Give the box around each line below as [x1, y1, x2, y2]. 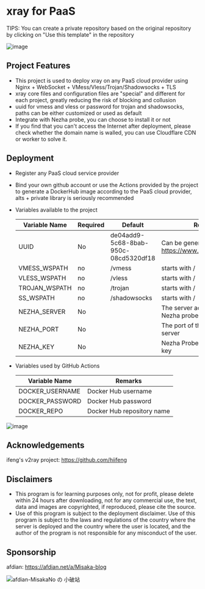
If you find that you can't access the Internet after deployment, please [15, 122, 191, 130]
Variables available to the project [15, 206, 98, 213]
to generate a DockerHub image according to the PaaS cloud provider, [15, 188, 192, 195]
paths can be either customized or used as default [15, 109, 142, 117]
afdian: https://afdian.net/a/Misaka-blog [6, 563, 107, 570]
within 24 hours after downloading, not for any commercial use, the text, [15, 497, 197, 504]
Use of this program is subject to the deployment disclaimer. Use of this [15, 509, 196, 517]
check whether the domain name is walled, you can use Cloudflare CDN [15, 128, 196, 136]
